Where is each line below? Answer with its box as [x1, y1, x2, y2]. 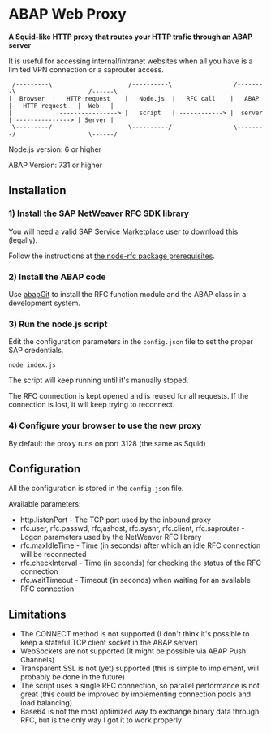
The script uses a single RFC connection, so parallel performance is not [19, 681, 260, 691]
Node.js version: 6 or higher [8, 144, 102, 154]
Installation [8, 183, 67, 197]
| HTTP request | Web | [8, 101, 114, 110]
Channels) [19, 655, 55, 665]
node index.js [8, 361, 57, 369]
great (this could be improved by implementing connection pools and [19, 689, 252, 699]
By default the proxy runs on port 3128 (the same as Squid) [8, 438, 206, 448]
